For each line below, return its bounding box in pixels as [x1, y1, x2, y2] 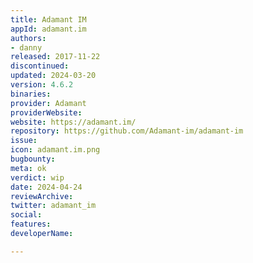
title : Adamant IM [10, 14, 87, 25]
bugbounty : [10, 154, 56, 164]
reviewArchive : [10, 191, 74, 201]
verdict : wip [10, 172, 65, 183]
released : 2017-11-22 [10, 52, 101, 62]
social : [10, 210, 43, 220]
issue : [10, 136, 38, 146]
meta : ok [10, 163, 47, 173]
